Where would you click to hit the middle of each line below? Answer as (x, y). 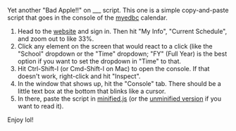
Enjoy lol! (20, 120)
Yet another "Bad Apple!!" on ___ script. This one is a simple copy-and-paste (118, 10)
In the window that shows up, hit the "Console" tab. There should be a (119, 83)
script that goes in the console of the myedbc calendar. (87, 18)
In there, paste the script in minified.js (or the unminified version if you (119, 99)
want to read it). (41, 106)
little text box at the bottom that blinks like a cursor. (92, 91)
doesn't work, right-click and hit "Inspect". (79, 76)
